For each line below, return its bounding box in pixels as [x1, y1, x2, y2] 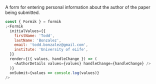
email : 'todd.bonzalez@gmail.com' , [14, 42, 88, 47]
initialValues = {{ [9, 28, 46, 33]
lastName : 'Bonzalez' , [14, 37, 61, 43]
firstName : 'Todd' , [14, 33, 55, 38]
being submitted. [5, 9, 40, 15]
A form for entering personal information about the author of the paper [5, 4, 150, 10]
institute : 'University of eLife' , [14, 47, 88, 52]
